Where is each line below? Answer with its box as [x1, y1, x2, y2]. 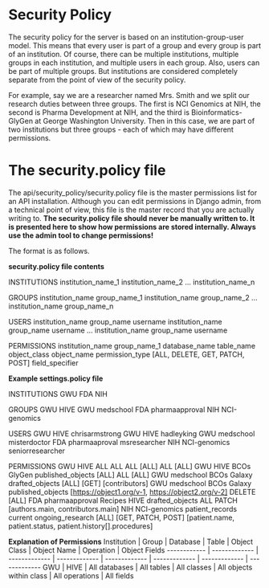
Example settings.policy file [8, 374, 104, 383]
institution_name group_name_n [8, 301, 114, 311]
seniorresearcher [8, 446, 66, 455]
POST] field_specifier [8, 357, 79, 367]
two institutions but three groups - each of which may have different [8, 125, 234, 134]
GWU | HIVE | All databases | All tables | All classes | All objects [43, 562, 253, 572]
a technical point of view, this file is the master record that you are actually [8, 205, 255, 214]
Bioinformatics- [191, 107, 243, 117]
